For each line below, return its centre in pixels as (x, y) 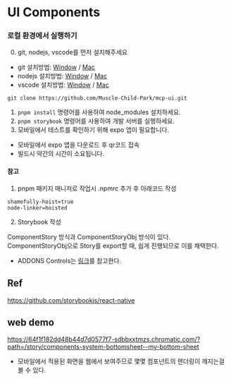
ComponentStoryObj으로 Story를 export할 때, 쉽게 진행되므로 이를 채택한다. (113, 246)
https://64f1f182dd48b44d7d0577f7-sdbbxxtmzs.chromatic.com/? (104, 339)
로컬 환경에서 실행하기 (42, 36)
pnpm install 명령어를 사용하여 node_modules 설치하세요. (99, 112)
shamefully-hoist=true (40, 202)
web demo (31, 322)
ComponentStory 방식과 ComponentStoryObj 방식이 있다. (89, 236)
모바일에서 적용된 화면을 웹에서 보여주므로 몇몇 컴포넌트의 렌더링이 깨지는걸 (121, 361)
